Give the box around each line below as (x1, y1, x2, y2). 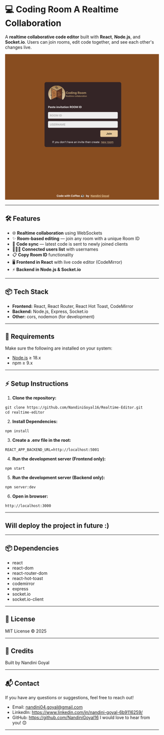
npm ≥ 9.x (12, 360, 33, 366)
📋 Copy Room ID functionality (12, 252, 74, 257)
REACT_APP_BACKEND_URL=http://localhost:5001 (5, 447, 99, 453)
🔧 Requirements (5, 332, 55, 341)
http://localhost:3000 (5, 504, 51, 508)
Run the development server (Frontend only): (12, 456, 106, 462)
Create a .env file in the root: (12, 437, 72, 443)
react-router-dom (12, 570, 48, 576)
